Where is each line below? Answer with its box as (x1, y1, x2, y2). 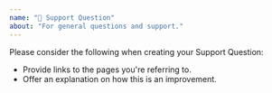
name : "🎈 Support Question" (9, 13, 116, 23)
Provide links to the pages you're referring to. (22, 64, 192, 75)
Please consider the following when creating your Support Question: (9, 46, 264, 57)
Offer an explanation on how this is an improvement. (22, 73, 217, 84)
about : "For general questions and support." (9, 22, 183, 31)
